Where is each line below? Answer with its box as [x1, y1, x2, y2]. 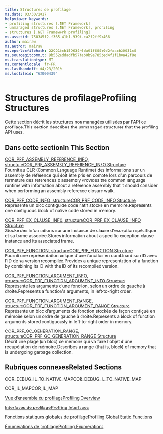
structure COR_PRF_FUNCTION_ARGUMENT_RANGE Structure [5, 303, 130, 309]
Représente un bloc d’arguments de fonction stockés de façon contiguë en [5, 308, 155, 314]
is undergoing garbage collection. [5, 349, 73, 355]
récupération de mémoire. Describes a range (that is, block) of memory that [5, 344, 156, 350]
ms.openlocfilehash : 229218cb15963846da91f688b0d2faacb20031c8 [5, 48, 137, 53]
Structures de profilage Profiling [5, 92, 137, 103]
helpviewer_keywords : [5, 16, 49, 21]
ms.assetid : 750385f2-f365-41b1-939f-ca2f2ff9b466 [5, 35, 110, 40]
